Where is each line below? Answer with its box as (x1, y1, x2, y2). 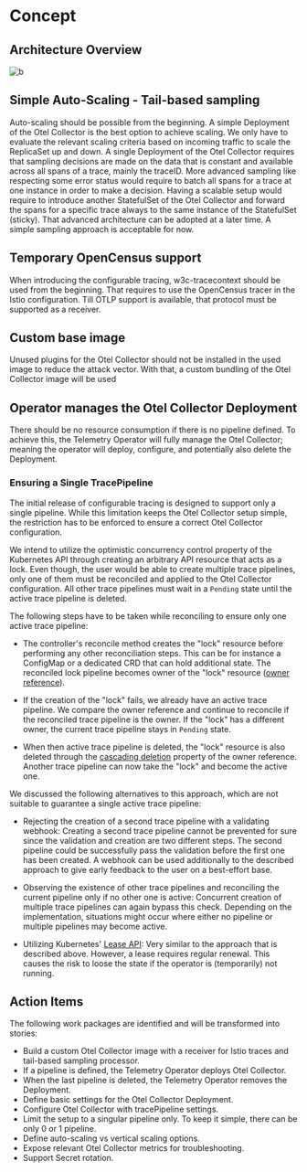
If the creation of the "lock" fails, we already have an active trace (22, 694, 268, 705)
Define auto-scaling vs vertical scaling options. (22, 1133, 201, 1144)
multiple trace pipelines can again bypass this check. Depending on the (22, 901, 292, 912)
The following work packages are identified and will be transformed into (9, 1018, 281, 1029)
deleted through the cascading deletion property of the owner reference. (22, 751, 297, 762)
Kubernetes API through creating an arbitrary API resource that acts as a (9, 554, 282, 565)
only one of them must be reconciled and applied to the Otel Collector (9, 573, 272, 584)
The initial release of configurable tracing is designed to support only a (9, 497, 277, 508)
